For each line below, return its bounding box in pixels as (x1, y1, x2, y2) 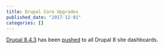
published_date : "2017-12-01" (6, 14, 82, 20)
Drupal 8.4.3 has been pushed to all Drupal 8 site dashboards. (6, 36, 159, 44)
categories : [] (6, 20, 44, 26)
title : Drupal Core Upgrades (6, 8, 79, 15)
